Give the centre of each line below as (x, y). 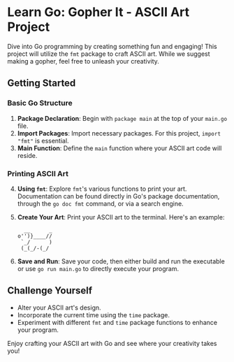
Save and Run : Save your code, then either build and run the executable (121, 261)
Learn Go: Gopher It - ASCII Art (98, 12)
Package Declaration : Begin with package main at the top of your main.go (122, 118)
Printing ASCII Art (38, 173)
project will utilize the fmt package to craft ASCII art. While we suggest (109, 54)
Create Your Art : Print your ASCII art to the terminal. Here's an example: (121, 217)
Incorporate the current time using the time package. (93, 314)
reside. (27, 155)
